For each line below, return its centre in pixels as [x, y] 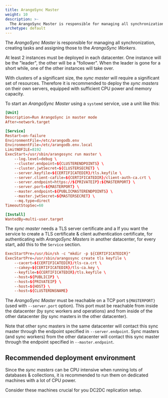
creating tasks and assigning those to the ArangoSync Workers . [71, 48]
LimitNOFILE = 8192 [23, 150]
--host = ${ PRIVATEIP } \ [38, 281]
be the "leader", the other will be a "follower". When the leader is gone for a [83, 63]
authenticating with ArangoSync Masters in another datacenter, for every [80, 239]
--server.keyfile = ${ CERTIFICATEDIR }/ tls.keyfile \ [68, 173]
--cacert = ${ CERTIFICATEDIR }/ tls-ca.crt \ [58, 263]
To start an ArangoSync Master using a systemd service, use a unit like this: [82, 103]
